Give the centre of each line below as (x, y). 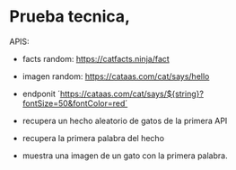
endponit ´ (41, 94)
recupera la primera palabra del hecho (93, 138)
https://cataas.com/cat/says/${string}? (132, 94)
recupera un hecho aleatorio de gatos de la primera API (125, 121)
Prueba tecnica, (70, 17)
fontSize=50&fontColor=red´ (75, 103)
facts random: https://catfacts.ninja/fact (96, 58)
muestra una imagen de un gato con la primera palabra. (125, 156)
